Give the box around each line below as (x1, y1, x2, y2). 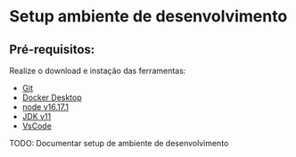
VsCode (21, 120, 52, 131)
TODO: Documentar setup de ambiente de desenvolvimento (9, 138, 229, 148)
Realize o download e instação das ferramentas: (9, 65, 186, 76)
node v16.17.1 (21, 102, 70, 112)
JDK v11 (21, 112, 52, 121)
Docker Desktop (21, 92, 82, 103)
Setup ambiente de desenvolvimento (9, 6, 288, 27)
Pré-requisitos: (9, 42, 95, 57)
